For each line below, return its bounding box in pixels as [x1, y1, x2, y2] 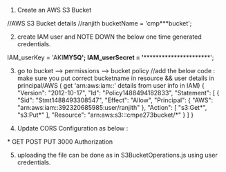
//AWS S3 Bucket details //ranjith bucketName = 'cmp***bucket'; [7, 19, 192, 27]
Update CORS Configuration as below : [17, 124, 129, 132]
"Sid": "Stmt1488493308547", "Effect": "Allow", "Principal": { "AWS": [17, 96, 214, 104]
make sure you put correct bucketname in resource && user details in [17, 74, 214, 82]
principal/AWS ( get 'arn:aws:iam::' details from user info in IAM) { [17, 82, 205, 89]
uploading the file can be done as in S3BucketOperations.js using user [17, 151, 218, 159]
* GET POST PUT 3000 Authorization [7, 137, 113, 146]
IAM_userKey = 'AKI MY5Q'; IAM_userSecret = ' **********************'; [7, 53, 214, 61]
